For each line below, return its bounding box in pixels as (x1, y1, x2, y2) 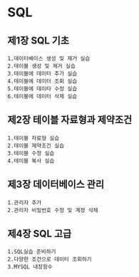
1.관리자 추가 (7, 199, 42, 207)
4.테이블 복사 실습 (7, 157, 55, 164)
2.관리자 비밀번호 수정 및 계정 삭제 (7, 207, 98, 214)
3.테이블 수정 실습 (7, 150, 55, 157)
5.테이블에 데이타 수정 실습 (7, 85, 78, 93)
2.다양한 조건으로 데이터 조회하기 (7, 256, 92, 263)
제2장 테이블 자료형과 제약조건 (7, 114, 133, 126)
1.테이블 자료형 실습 (7, 135, 60, 142)
